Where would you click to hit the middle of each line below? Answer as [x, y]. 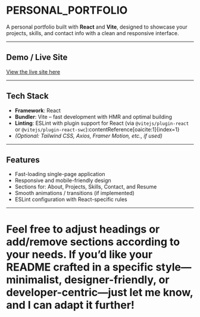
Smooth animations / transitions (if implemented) [75, 193]
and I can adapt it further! [71, 305]
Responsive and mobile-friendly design [63, 181]
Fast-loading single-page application [60, 174]
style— [174, 267]
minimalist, [34, 280]
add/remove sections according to [93, 242]
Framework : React [38, 110]
